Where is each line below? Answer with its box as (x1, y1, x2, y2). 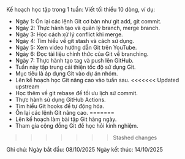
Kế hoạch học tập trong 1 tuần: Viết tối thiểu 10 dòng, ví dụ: (6, 6, 155, 13)
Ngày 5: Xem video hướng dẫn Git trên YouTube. (15, 44, 137, 51)
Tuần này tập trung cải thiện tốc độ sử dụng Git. (15, 63, 136, 71)
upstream (15, 83, 40, 90)
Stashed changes (113, 134, 157, 141)
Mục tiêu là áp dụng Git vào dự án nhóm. (15, 70, 118, 77)
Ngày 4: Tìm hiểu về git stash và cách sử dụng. (15, 37, 135, 44)
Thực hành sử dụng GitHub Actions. (15, 96, 106, 103)
